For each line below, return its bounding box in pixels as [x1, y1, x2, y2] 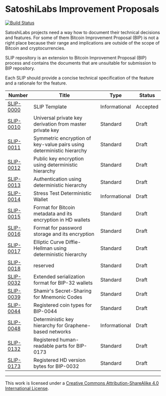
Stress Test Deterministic [33, 189, 92, 196]
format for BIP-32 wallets [33, 279, 93, 286]
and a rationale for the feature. [5, 80, 67, 86]
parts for [55, 342, 76, 349]
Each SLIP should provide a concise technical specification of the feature [5, 75, 154, 81]
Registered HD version [33, 356, 85, 363]
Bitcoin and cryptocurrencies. [5, 45, 66, 51]
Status [139, 91, 155, 98]
